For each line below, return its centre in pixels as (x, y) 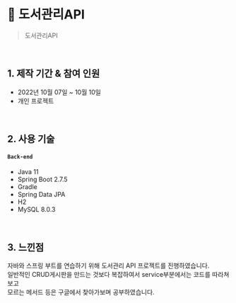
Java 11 (28, 172)
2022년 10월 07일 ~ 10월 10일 (59, 92)
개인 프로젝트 (36, 101)
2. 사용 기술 (31, 139)
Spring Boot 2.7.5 (43, 179)
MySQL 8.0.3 (36, 210)
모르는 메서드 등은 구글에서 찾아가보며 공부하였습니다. (81, 292)
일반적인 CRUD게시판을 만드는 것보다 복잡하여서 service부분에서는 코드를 (109, 275)
